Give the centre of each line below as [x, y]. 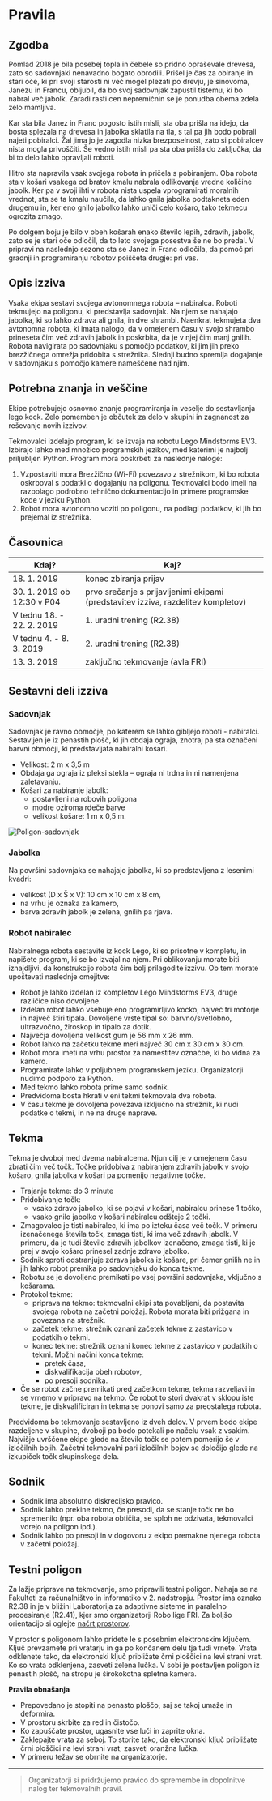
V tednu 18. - [38, 615]
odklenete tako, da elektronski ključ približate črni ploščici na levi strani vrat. [136, 1657]
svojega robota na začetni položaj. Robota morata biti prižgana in [140, 1311]
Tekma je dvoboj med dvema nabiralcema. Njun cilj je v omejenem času [128, 1157]
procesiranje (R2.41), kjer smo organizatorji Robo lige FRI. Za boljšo [120, 1615]
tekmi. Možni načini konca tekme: [88, 1354]
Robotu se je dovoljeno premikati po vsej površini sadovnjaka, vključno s [141, 1277]
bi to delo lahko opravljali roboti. [62, 157]
